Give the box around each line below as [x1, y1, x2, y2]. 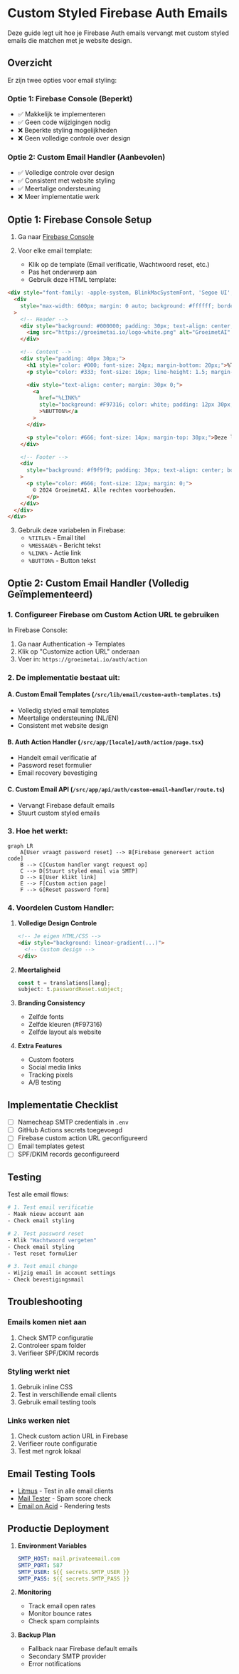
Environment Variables [17, 1541, 87, 1550]
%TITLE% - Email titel [28, 534, 86, 542]
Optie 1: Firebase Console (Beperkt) [7, 93, 133, 103]
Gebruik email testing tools [17, 1398, 97, 1406]
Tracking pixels [28, 1070, 73, 1079]
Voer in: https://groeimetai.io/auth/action [17, 654, 148, 663]
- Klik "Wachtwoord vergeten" [7, 1237, 97, 1244]
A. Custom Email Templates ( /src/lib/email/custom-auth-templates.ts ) [7, 690, 221, 699]
